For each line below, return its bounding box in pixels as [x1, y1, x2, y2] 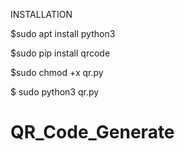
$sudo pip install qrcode [10, 47, 111, 59]
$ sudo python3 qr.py [10, 86, 100, 98]
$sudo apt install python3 [10, 28, 116, 39]
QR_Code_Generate [10, 121, 175, 144]
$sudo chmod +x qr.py [10, 67, 104, 78]
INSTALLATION [10, 9, 73, 20]
